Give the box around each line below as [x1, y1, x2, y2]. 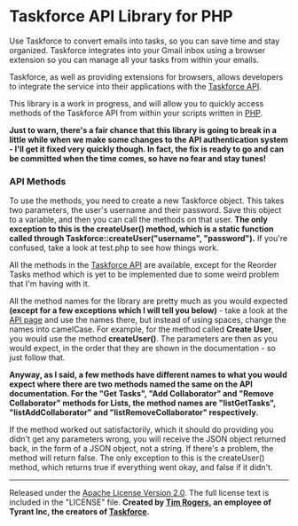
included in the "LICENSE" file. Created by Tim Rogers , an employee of [9, 497, 272, 507]
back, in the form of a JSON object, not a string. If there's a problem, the [9, 444, 274, 454]
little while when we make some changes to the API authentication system [9, 134, 288, 145]
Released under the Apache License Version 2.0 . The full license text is [9, 488, 270, 499]
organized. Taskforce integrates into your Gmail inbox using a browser [9, 44, 266, 55]
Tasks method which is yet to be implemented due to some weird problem [9, 269, 279, 280]
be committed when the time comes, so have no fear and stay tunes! [9, 153, 267, 163]
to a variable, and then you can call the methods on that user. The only [9, 215, 268, 225]
